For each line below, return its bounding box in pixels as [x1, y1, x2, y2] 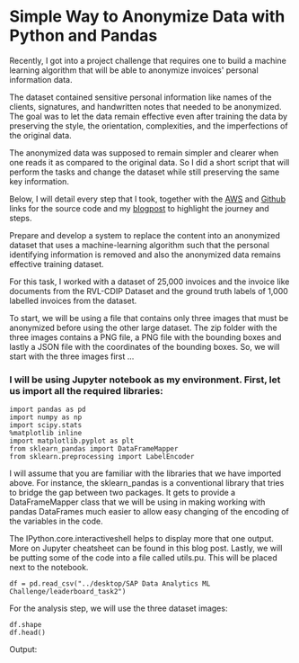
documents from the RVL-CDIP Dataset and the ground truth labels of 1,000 [9, 285, 289, 296]
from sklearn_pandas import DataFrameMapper [9, 444, 179, 453]
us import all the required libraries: [9, 384, 163, 397]
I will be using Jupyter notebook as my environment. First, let [9, 373, 281, 386]
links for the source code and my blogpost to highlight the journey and [9, 202, 269, 213]
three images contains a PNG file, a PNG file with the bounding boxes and [9, 331, 282, 343]
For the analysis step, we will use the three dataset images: [9, 603, 228, 614]
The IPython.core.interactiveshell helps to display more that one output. [9, 533, 274, 544]
